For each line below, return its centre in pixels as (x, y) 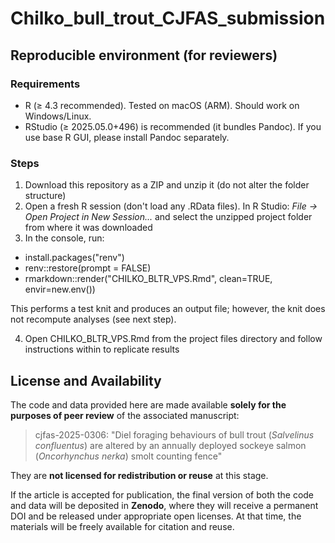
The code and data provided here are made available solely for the (148, 404)
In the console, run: (64, 238)
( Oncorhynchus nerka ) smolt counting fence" (128, 456)
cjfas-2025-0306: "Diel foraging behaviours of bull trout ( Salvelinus (174, 434)
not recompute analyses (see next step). (93, 319)
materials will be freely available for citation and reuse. (122, 526)
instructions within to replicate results (102, 349)
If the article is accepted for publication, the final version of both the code (162, 494)
